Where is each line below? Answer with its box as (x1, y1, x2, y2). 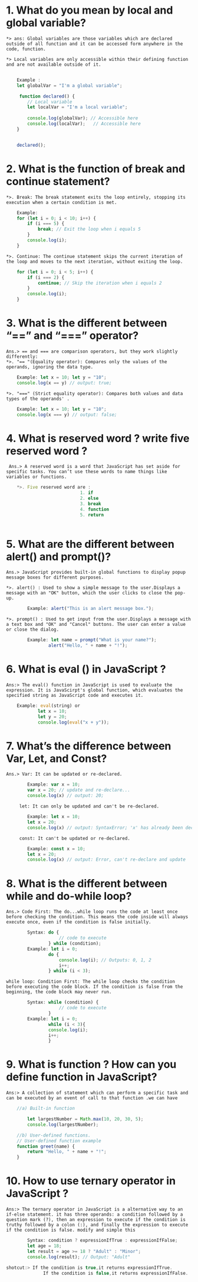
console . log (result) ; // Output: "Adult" (27, 1254, 131, 1260)
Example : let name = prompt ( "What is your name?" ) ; (27, 637, 157, 643)
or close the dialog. (6, 627, 60, 633)
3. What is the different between (6, 317, 167, 330)
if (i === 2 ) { (27, 275, 65, 280)
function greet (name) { (16, 1143, 75, 1149)
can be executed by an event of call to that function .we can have (6, 1095, 178, 1101)
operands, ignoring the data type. (6, 364, 94, 370)
